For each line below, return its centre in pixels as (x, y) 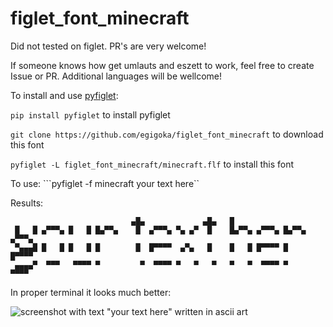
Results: (27, 203)
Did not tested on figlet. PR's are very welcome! (108, 46)
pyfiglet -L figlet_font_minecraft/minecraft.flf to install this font (152, 164)
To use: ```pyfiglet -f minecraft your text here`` (105, 183)
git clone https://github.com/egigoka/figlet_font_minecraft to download (167, 134)
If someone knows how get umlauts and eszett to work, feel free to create (162, 65)
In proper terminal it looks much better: (91, 292)
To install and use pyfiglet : (64, 95)
